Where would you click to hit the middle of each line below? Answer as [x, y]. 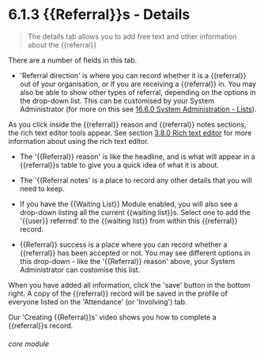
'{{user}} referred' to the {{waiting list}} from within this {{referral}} [128, 221]
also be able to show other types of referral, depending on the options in [138, 92]
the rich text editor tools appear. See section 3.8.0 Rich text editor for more [130, 133]
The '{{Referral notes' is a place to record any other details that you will [136, 180]
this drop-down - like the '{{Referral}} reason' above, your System [127, 261]
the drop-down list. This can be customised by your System [117, 100]
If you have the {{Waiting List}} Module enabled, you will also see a [129, 204]
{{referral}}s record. [41, 325]
